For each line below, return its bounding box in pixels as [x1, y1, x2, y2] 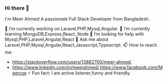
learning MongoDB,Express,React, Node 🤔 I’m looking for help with [5, 31, 144, 37]
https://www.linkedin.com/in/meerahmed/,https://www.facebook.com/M [12, 64, 163, 70]
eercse [12, 70, 27, 76]
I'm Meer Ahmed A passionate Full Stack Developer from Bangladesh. [5, 16, 150, 22]
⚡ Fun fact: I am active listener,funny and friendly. [27, 70, 131, 76]
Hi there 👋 [5, 5, 30, 12]
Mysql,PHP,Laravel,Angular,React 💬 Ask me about [5, 36, 109, 42]
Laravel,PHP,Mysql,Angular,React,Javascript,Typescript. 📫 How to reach [5, 42, 157, 48]
